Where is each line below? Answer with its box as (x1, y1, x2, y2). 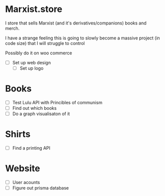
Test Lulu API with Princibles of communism (12, 100, 103, 105)
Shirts (5, 129, 31, 140)
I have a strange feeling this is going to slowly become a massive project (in (5, 35, 160, 41)
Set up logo (19, 65, 44, 71)
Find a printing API (12, 145, 51, 151)
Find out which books (12, 105, 57, 111)
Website (5, 163, 40, 174)
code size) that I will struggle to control (5, 40, 85, 46)
